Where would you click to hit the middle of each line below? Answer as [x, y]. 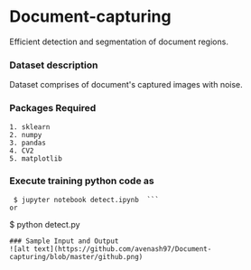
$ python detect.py [45, 224]
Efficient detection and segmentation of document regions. [119, 42]
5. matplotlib [36, 158]
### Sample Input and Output [64, 241]
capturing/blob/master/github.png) [76, 256]
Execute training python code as [82, 181]
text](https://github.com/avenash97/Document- [122, 249]
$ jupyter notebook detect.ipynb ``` [86, 200]
